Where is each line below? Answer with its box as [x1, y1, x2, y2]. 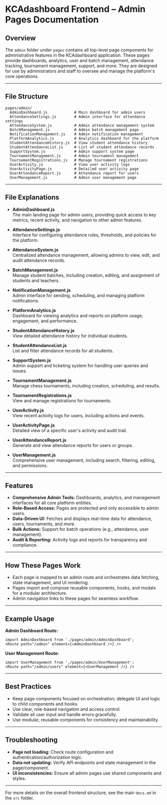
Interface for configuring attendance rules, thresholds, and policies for [12, 232, 157, 238]
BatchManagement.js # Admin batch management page [9, 127, 139, 132]
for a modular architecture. [12, 590, 68, 596]
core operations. [5, 73, 39, 79]
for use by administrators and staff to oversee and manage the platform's [5, 68, 155, 74]
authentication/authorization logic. [12, 754, 83, 760]
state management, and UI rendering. [12, 580, 89, 585]
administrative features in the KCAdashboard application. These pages [5, 52, 150, 58]
